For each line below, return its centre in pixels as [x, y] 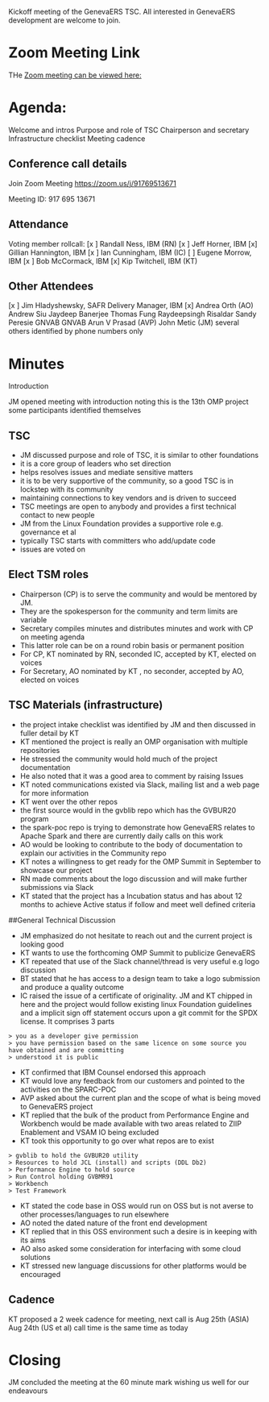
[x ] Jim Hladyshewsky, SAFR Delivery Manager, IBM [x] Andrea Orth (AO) [131, 306]
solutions [35, 1257]
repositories [40, 750]
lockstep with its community [67, 489]
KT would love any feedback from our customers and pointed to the [132, 1080]
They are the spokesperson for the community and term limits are [129, 611]
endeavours [28, 1391]
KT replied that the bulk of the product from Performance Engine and [134, 1115]
